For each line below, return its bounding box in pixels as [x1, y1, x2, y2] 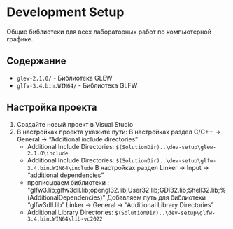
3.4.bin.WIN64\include [27, 165, 94, 172]
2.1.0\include [27, 150, 69, 157]
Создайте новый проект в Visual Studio [16, 120, 134, 128]
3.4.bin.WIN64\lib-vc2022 [27, 215, 103, 223]
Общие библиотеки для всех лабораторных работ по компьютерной [6, 27, 211, 36]
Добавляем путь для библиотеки [106, 193, 206, 202]
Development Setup [6, 4, 125, 20]
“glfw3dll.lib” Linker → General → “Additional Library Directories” [27, 200, 214, 209]
